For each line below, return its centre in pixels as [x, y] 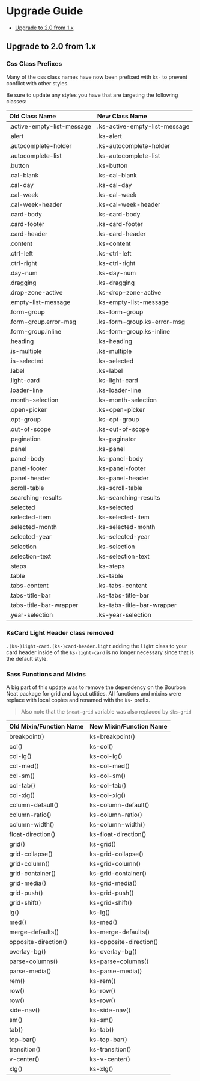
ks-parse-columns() [119, 961]
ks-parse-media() [116, 971]
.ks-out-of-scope [123, 429]
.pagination [25, 439]
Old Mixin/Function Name [47, 727]
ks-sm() [102, 1020]
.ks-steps [111, 566]
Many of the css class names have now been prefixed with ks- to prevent [97, 77]
